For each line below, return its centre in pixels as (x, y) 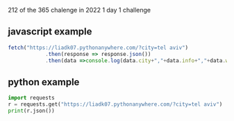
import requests (31, 98)
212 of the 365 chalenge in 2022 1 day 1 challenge (80, 10)
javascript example (50, 31)
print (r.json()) (31, 111)
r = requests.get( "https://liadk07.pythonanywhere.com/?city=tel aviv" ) (115, 104)
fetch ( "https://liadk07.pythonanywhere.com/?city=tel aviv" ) (98, 48)
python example (44, 82)
